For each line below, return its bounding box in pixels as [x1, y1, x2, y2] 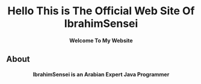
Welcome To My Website [69, 37, 134, 44]
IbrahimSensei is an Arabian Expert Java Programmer [32, 70, 170, 78]
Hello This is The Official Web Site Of [7, 4, 195, 18]
